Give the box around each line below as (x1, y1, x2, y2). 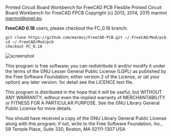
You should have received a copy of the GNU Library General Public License (5, 115, 167, 121)
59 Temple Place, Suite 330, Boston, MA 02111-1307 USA (5, 126, 126, 132)
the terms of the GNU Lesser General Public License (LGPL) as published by (5, 68, 166, 74)
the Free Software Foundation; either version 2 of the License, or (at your (5, 74, 160, 80)
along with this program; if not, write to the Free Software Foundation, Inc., (5, 121, 163, 127)
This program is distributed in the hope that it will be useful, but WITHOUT (5, 89, 162, 95)
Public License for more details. (5, 105, 72, 111)
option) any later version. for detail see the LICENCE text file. (5, 79, 134, 85)
